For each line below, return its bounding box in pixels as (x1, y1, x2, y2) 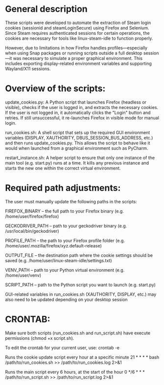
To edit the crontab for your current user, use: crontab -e (5, 345, 120, 351)
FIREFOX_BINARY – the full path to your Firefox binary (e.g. (5, 208, 124, 214)
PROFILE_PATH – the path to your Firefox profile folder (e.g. (5, 237, 125, 244)
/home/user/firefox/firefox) (5, 213, 59, 219)
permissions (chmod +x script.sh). (5, 335, 74, 341)
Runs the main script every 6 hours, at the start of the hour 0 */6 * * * (5, 369, 145, 375)
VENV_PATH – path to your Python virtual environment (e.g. (5, 267, 125, 273)
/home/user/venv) (5, 272, 42, 278)
